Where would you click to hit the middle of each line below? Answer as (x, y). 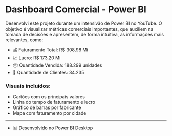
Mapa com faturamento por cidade (49, 113)
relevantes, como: (24, 40)
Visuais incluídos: (28, 86)
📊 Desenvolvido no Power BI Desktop (53, 128)
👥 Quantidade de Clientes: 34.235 (48, 72)
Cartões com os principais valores (49, 97)
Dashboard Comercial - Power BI (76, 9)
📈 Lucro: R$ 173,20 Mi (37, 58)
